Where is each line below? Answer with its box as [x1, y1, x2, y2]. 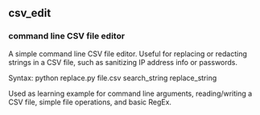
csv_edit [8, 6, 52, 20]
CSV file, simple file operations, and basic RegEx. [8, 97, 171, 107]
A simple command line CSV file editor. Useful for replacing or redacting [8, 48, 248, 59]
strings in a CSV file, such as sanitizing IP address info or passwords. [8, 57, 238, 67]
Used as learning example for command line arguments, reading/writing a [8, 88, 253, 98]
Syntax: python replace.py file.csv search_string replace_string [8, 72, 217, 83]
